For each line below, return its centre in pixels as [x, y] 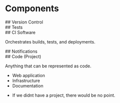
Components [32, 9]
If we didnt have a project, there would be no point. [64, 95]
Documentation [28, 85]
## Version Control [24, 22]
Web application [28, 75]
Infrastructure [26, 81]
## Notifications [21, 51]
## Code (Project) [23, 56]
